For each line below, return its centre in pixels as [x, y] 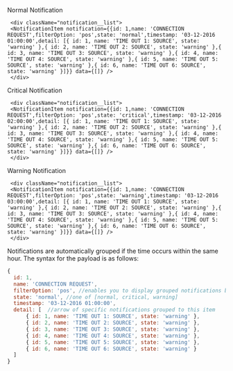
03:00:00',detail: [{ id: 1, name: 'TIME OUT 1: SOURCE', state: [103, 201]
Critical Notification [35, 90]
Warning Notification [37, 171]
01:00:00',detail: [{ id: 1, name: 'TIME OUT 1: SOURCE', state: [103, 41]
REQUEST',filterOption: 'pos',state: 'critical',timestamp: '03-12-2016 [114, 115]
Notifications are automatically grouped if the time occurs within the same [113, 251]
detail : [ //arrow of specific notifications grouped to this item [114, 310]
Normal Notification [35, 10]
